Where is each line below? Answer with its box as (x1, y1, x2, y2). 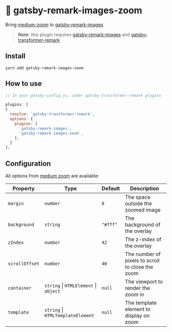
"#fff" (101, 222, 118, 227)
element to (124, 306, 151, 313)
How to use (5, 79, 42, 88)
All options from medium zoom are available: (5, 173, 99, 179)
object (44, 288, 60, 294)
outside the (124, 200, 152, 207)
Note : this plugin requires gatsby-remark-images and (17, 31, 131, 37)
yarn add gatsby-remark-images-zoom (5, 65, 83, 71)
